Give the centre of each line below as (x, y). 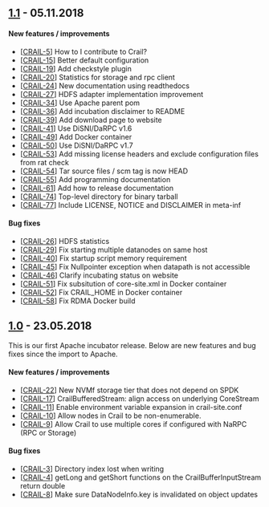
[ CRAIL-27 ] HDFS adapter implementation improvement (112, 94)
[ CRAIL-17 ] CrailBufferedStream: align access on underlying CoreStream (139, 398)
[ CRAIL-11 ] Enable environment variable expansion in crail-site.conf (131, 407)
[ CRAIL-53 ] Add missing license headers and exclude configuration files (139, 154)
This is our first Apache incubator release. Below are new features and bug (132, 345)
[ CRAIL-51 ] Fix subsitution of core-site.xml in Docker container (123, 283)
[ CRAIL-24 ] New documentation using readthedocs (105, 85)
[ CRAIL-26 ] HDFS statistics (65, 241)
